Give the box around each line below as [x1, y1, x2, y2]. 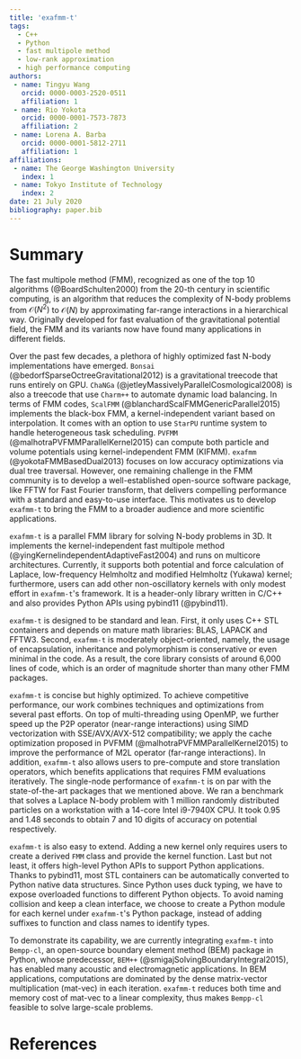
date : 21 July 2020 [9, 197, 83, 207]
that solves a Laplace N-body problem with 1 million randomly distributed [9, 795, 280, 806]
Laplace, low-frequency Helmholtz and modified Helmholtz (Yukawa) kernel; [9, 569, 293, 580]
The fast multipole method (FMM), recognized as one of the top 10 [9, 274, 255, 284]
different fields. [9, 334, 66, 345]
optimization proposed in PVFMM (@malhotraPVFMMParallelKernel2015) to [9, 738, 289, 749]
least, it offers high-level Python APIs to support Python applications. [9, 860, 265, 871]
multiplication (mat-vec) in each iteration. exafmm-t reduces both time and [9, 983, 281, 994]
